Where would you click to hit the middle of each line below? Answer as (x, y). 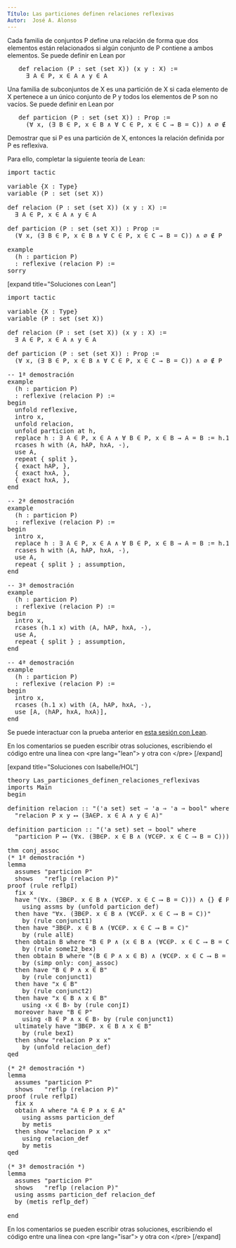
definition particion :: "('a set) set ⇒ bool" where (102, 829)
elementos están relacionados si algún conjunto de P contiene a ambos (110, 48)
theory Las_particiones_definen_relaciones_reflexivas (104, 780)
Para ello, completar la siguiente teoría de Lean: (76, 159)
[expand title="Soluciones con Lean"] (61, 284)
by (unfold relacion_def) (67, 1047)
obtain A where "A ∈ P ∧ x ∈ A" (70, 1110)
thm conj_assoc (33, 850)
